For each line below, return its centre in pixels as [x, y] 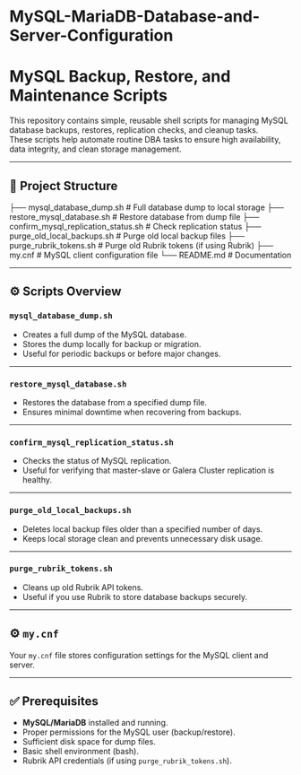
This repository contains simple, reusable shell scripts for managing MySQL [149, 121]
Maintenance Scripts [89, 96]
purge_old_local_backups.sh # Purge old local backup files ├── [127, 236]
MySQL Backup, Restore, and [120, 77]
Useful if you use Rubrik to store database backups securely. [135, 596]
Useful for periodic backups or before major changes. [121, 353]
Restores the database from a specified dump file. [115, 402]
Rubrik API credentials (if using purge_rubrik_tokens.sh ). [127, 761]
